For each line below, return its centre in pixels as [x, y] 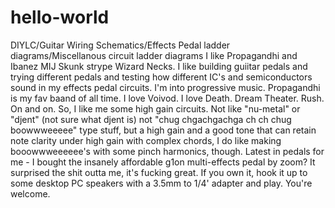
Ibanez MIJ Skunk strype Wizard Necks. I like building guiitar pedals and [159, 66]
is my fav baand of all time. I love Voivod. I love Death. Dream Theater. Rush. [167, 98]
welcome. [30, 193]
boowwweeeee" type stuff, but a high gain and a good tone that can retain [163, 130]
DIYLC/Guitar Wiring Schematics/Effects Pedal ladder [120, 45]
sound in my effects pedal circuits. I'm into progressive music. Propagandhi [165, 87]
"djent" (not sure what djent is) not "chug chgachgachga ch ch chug [151, 119]
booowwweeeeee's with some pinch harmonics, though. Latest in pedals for [167, 151]
